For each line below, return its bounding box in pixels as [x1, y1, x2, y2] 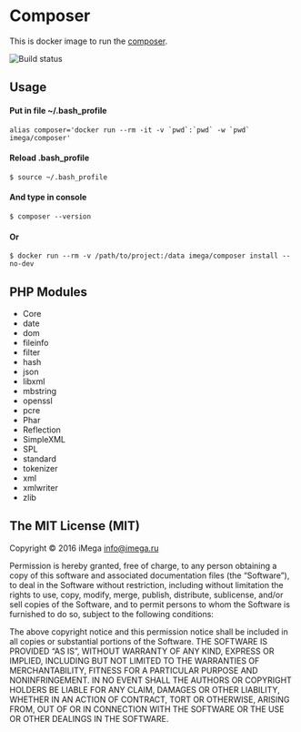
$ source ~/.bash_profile [9, 172, 107, 182]
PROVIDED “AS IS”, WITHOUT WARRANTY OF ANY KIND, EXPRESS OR [9, 646, 275, 656]
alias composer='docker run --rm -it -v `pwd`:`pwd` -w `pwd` [9, 125, 250, 135]
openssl [22, 395, 53, 406]
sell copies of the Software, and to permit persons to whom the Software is [9, 598, 291, 610]
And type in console [9, 192, 87, 203]
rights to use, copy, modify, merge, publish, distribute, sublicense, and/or [9, 589, 284, 600]
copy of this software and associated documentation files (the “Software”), [9, 570, 290, 581]
